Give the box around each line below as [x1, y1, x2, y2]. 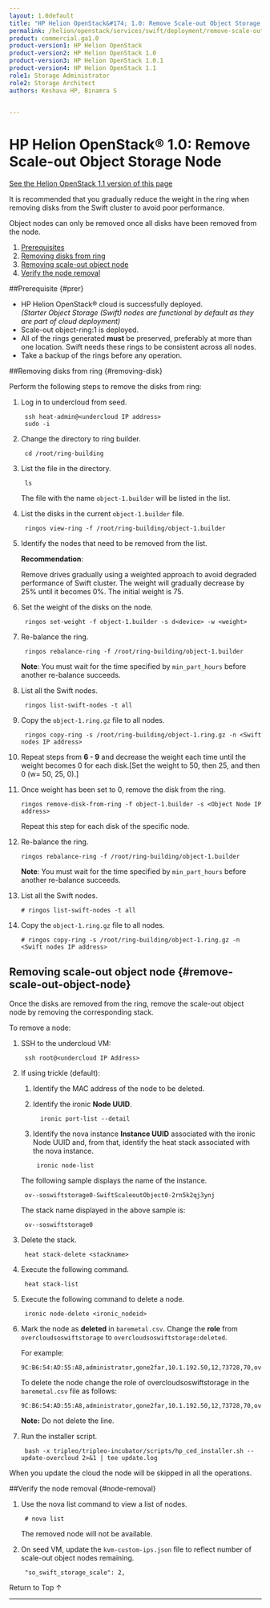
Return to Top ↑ [9, 1583, 62, 1593]
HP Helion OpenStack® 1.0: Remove [9, 135, 251, 154]
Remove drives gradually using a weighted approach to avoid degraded [20, 570, 257, 580]
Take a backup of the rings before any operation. [20, 351, 183, 360]
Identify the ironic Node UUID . [32, 1099, 133, 1110]
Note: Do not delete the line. [20, 1416, 115, 1425]
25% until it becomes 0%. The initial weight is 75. [20, 587, 183, 597]
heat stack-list [24, 1280, 79, 1289]
